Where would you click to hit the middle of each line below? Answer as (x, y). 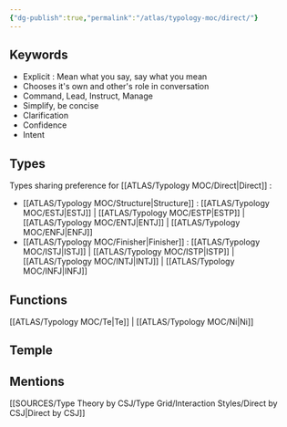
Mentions (37, 381)
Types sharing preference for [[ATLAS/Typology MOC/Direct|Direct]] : (141, 186)
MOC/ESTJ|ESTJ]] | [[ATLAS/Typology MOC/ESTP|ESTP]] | (134, 213)
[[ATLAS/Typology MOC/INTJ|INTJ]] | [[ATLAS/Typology (128, 262)
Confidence (45, 125)
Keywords (39, 55)
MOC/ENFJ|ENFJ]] (57, 233)
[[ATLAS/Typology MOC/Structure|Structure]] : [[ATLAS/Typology (146, 203)
